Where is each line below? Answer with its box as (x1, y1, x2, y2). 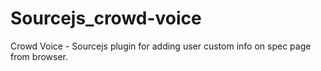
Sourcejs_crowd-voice (10, 7, 202, 30)
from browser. (10, 50, 69, 62)
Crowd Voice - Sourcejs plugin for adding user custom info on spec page (10, 40, 312, 52)
